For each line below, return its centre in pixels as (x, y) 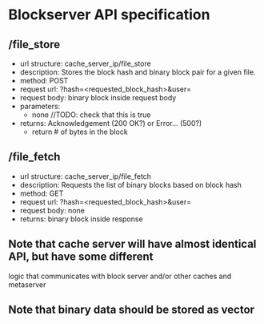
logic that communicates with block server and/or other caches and (120, 276)
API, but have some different (81, 257)
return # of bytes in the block (80, 132)
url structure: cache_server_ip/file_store (86, 63)
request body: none (52, 210)
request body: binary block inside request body (98, 97)
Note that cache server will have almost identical (132, 244)
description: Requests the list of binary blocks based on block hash (130, 184)
